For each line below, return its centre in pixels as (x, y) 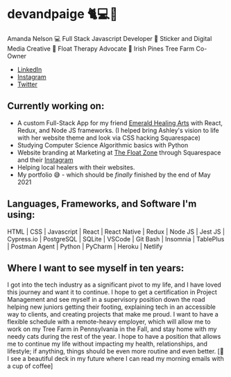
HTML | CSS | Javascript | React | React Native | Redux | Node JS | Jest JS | (116, 232)
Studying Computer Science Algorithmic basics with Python (103, 145)
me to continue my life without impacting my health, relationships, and (108, 344)
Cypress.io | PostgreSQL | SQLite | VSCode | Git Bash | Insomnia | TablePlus (116, 239)
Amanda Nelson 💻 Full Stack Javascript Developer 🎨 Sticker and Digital (110, 38)
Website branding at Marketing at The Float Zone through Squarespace (119, 152)
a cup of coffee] (30, 366)
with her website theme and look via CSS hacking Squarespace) (109, 138)
